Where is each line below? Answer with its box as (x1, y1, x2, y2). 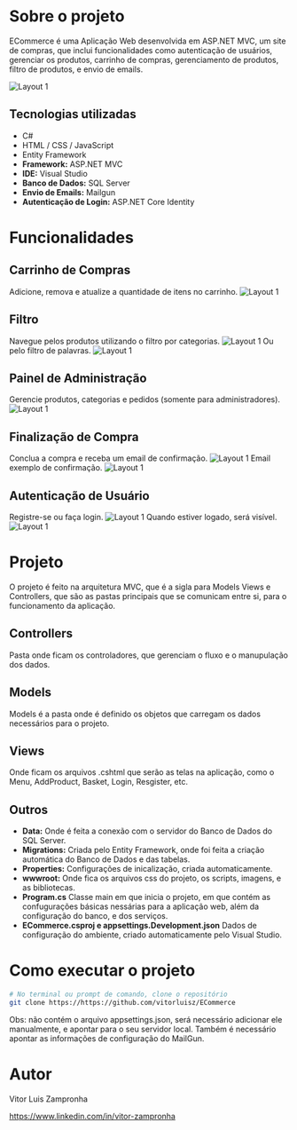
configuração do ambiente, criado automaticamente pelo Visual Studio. (21, 929, 282, 940)
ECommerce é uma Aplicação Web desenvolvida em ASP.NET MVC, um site (9, 36, 286, 46)
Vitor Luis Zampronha (9, 1094, 89, 1104)
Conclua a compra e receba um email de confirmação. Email (9, 453, 271, 463)
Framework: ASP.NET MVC (21, 158, 123, 170)
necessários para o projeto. (9, 717, 110, 729)
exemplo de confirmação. (9, 462, 103, 473)
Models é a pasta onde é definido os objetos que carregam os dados (9, 708, 262, 719)
